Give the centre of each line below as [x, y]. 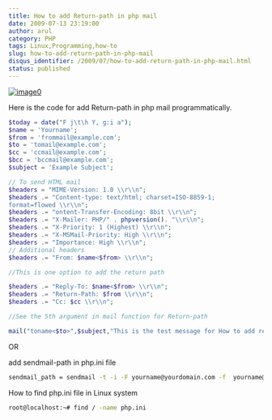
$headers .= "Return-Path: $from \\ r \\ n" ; [81, 294]
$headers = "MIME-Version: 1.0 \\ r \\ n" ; [78, 190]
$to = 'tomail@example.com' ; [57, 145]
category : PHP [32, 39]
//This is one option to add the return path [86, 272]
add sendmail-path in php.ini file [62, 362]
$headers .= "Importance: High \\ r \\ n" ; [78, 242]
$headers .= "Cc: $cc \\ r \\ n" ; [61, 302]
